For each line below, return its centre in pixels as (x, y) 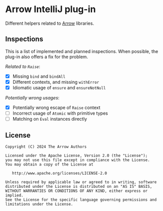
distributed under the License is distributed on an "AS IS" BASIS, (79, 186)
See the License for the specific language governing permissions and (81, 200)
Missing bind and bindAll (39, 76)
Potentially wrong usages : (32, 97)
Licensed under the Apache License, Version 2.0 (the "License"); (76, 155)
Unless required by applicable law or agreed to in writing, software (81, 182)
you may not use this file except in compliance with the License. (78, 160)
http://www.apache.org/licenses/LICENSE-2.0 (60, 173)
